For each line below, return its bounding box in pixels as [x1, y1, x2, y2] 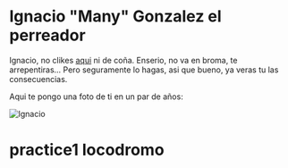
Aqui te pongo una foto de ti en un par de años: [9, 91, 183, 102]
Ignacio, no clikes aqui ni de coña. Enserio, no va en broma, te [9, 55, 238, 65]
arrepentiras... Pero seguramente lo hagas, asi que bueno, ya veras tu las [9, 64, 279, 75]
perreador [9, 25, 87, 46]
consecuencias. [9, 73, 68, 84]
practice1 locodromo [9, 140, 165, 160]
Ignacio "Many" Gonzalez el [9, 6, 222, 27]
